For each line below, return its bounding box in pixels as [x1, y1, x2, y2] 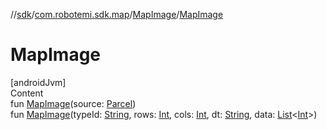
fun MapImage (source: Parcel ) [10, 97, 137, 109]
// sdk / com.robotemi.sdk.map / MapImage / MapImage [10, 9, 224, 20]
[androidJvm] [10, 76, 67, 88]
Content [10, 87, 44, 99]
